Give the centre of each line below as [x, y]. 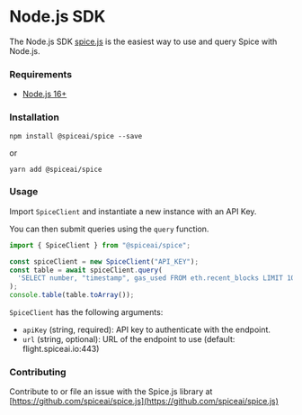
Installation [35, 117]
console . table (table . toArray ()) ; [72, 295]
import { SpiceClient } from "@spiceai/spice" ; [100, 245]
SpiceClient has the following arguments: [86, 312]
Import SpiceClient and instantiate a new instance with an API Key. [133, 211]
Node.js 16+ [44, 94]
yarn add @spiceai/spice [56, 169]
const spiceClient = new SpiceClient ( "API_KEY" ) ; [104, 262]
